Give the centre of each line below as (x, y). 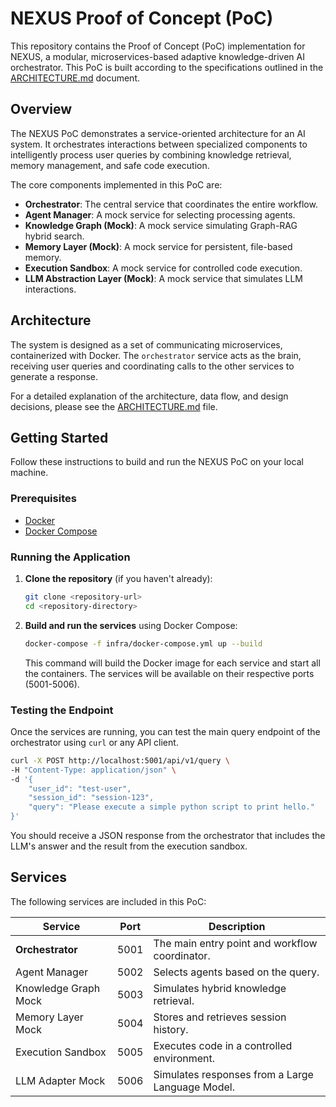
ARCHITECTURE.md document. (75, 78)
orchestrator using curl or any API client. (94, 742)
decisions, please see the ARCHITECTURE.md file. (114, 406)
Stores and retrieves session (220, 1017)
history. (171, 1029)
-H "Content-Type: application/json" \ (93, 770)
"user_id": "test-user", (80, 788)
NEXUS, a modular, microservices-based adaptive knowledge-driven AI (157, 56)
